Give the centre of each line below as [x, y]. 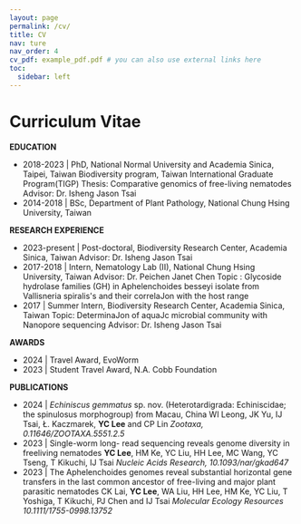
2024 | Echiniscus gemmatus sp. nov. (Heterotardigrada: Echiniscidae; [155, 404]
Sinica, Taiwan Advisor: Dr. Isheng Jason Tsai [107, 257]
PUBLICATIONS [39, 387]
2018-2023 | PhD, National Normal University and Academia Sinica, [148, 164]
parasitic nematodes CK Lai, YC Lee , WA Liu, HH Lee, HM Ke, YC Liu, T [155, 491]
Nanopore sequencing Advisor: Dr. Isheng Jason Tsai [122, 325]
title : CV [28, 34]
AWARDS [27, 342]
